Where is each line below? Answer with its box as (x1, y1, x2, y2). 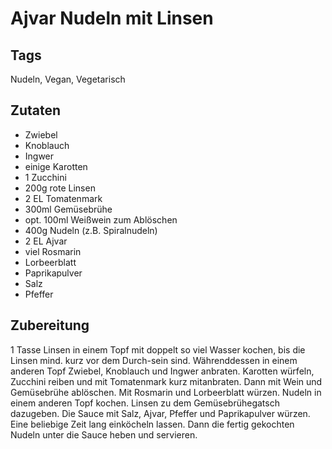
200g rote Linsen (24, 182, 96, 194)
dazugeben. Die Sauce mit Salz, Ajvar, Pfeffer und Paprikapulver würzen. (10, 407, 311, 419)
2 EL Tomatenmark (24, 192, 103, 204)
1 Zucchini (24, 171, 67, 183)
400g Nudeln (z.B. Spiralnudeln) (24, 224, 158, 236)
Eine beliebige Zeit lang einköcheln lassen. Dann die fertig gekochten (10, 418, 295, 430)
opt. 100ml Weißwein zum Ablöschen (24, 213, 178, 226)
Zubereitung (10, 317, 90, 334)
